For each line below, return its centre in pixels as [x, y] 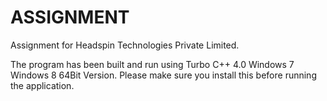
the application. [42, 85]
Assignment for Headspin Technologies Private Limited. [125, 45]
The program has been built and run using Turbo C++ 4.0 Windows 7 [152, 64]
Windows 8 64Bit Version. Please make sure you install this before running [163, 75]
